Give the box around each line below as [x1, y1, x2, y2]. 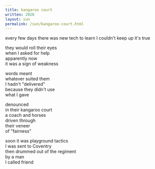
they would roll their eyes [5, 45, 57, 51]
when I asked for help [5, 50, 50, 56]
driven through [5, 117, 36, 123]
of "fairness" [5, 128, 31, 134]
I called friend [5, 159, 34, 165]
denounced [5, 101, 29, 108]
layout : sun [5, 17, 30, 22]
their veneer [5, 123, 30, 129]
